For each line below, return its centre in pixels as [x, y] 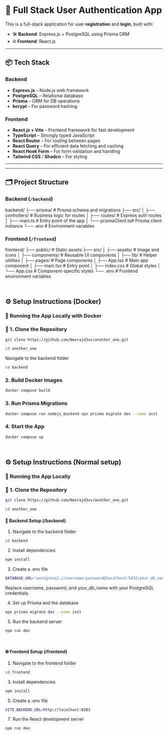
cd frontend [17, 672]
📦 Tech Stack [27, 63]
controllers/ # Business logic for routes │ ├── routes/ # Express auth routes [83, 215]
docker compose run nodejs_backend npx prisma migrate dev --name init [81, 414]
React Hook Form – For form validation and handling [66, 151]
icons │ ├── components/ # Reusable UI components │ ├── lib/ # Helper [81, 255]
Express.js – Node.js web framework [50, 90]
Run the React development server [48, 719]
